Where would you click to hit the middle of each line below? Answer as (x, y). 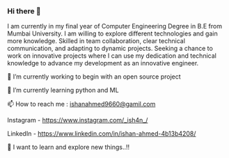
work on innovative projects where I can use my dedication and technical (112, 56)
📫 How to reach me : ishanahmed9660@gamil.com (81, 104)
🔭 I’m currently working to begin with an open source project (94, 77)
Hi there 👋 (24, 11)
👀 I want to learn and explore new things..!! (69, 147)
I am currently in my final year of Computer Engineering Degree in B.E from (115, 26)
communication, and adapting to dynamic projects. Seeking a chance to (110, 49)
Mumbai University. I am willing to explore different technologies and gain (112, 33)
